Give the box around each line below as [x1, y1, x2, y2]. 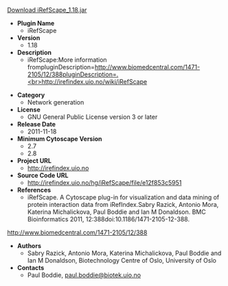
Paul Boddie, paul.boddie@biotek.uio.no [27, 271, 141, 279]
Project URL [16, 157, 52, 164]
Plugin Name [16, 19, 55, 27]
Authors [16, 242, 41, 250]
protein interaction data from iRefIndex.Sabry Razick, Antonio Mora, [27, 201, 219, 208]
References [16, 186, 52, 194]
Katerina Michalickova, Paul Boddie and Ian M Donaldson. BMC [27, 208, 206, 216]
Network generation [27, 98, 84, 106]
